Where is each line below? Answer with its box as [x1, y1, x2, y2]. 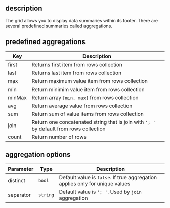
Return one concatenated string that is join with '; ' [31, 118, 156, 126]
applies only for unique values [59, 180, 131, 187]
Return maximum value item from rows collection [31, 77, 148, 85]
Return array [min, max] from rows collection [31, 94, 139, 101]
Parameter [8, 165, 34, 173]
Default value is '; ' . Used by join [59, 188, 142, 195]
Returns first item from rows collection [31, 61, 123, 68]
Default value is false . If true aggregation [59, 174, 157, 181]
